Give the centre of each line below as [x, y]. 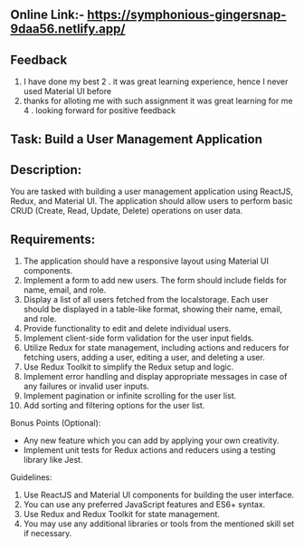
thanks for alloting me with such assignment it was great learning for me [158, 101]
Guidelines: [31, 477]
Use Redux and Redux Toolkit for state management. [121, 514]
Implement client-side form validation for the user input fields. [138, 338]
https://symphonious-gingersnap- [186, 15]
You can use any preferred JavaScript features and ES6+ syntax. [144, 505]
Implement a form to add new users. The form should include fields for [155, 281]
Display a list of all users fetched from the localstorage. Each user [146, 300]
